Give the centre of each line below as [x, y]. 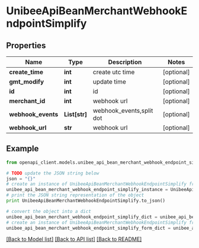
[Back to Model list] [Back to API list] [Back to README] [74, 239]
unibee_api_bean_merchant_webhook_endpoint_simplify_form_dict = [88, 228]
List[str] [76, 114]
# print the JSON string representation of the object [75, 195]
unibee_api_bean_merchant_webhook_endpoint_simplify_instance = [87, 190]
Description [125, 62]
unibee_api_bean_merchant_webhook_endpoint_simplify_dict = [82, 217]
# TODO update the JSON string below [53, 173]
